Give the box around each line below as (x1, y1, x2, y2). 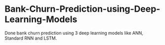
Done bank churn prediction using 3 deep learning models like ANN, (4, 30, 144, 36)
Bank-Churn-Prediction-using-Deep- (4, 3, 161, 15)
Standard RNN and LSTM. (4, 35, 57, 41)
